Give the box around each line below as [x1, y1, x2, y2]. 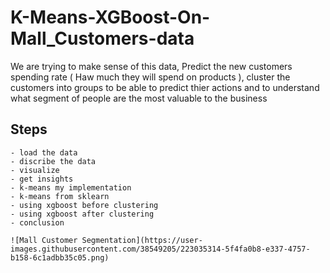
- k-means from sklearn [10, 191, 110, 201]
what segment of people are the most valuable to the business [10, 92, 268, 104]
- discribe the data [10, 156, 97, 166]
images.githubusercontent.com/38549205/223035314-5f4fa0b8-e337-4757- [10, 244, 311, 254]
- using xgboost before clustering [10, 200, 159, 210]
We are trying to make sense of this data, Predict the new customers [10, 60, 293, 72]
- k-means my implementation [10, 182, 132, 193]
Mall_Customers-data [10, 27, 195, 50]
